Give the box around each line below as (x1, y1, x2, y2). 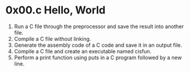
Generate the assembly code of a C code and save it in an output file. (14, 42, 182, 49)
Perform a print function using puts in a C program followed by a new (14, 54, 182, 61)
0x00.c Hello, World (5, 4, 106, 17)
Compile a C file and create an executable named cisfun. (14, 47, 152, 54)
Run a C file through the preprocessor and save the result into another (14, 23, 184, 30)
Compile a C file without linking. (14, 35, 92, 42)
